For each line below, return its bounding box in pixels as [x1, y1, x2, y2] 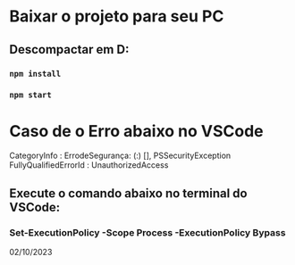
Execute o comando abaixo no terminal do [9, 186, 248, 201]
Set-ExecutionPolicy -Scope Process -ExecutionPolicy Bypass [9, 226, 286, 238]
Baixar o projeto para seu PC [9, 6, 224, 27]
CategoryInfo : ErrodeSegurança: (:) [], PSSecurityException [9, 150, 232, 161]
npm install [9, 69, 62, 79]
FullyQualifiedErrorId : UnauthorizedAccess [9, 160, 169, 170]
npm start [9, 90, 52, 100]
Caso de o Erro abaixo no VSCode [9, 120, 264, 141]
